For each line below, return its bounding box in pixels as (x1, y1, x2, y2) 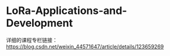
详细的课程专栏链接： (6, 36, 57, 43)
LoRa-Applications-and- (6, 4, 127, 17)
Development (6, 16, 73, 30)
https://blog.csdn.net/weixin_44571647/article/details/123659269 (6, 43, 164, 50)
